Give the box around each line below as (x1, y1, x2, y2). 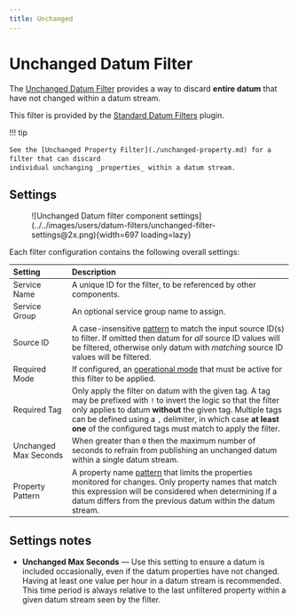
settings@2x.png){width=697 (31, 229, 139, 240)
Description (71, 267, 117, 277)
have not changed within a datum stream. (9, 92, 161, 103)
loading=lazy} (140, 229, 192, 240)
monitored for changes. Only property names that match (71, 476, 278, 487)
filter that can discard (9, 154, 101, 163)
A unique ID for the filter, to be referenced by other (71, 280, 257, 291)
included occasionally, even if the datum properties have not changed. (21, 565, 280, 577)
